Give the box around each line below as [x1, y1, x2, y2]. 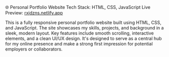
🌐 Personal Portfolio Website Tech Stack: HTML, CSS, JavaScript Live [5, 4, 150, 10]
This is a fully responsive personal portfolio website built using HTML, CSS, [5, 19, 161, 25]
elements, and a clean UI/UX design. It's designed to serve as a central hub [5, 35, 162, 41]
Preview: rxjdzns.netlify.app [5, 10, 63, 15]
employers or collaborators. [5, 46, 63, 52]
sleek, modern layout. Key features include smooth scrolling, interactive [5, 30, 154, 36]
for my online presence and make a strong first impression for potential [5, 41, 153, 46]
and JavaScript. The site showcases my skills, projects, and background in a [5, 25, 164, 30]
